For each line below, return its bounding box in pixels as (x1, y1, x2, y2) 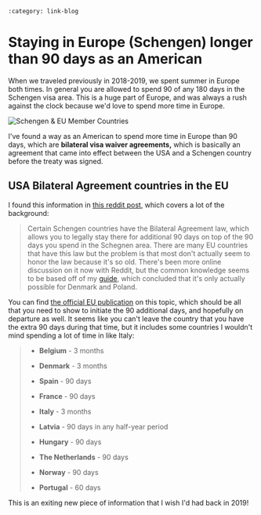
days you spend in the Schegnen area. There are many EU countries (27, 240, 248, 250)
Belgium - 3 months (38, 345, 104, 355)
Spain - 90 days (38, 376, 92, 385)
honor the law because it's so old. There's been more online (27, 257, 222, 266)
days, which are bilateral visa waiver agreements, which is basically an (8, 140, 241, 149)
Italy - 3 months (38, 407, 92, 416)
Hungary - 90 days (38, 436, 102, 447)
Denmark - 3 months (38, 361, 107, 371)
